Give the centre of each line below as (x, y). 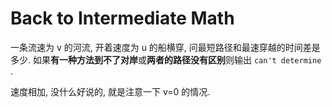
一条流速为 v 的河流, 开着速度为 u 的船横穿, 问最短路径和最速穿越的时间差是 (165, 47)
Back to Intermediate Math (122, 18)
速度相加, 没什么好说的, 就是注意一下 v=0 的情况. (110, 91)
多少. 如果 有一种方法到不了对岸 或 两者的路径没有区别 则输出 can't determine (166, 59)
